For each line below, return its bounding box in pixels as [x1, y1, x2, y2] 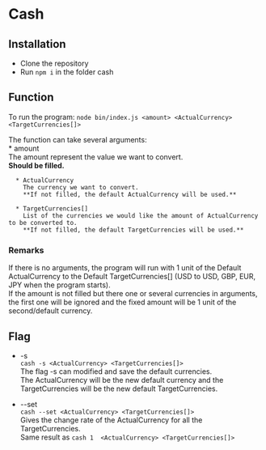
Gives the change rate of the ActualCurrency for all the [19, 414, 203, 425]
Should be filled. [8, 160, 65, 170]
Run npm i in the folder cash [19, 67, 114, 77]
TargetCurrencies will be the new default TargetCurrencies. [19, 384, 218, 393]
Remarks [8, 244, 44, 256]
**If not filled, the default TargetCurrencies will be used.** [23, 226, 244, 234]
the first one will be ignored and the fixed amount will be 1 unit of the [8, 297, 237, 308]
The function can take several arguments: [8, 134, 147, 144]
